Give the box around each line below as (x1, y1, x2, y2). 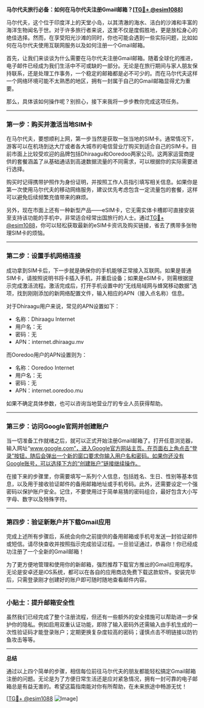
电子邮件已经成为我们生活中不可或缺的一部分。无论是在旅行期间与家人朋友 (6, 62, 192, 69)
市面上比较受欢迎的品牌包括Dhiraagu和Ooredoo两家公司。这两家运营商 (11, 150, 189, 157)
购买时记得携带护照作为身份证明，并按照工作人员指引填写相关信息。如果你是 (6, 179, 198, 186)
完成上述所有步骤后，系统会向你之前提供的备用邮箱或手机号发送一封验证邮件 (6, 533, 198, 540)
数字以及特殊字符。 (22, 495, 70, 503)
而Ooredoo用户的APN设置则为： (6, 351, 87, 358)
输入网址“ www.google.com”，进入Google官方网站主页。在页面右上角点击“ (6, 444, 192, 452)
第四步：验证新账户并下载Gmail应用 (6, 518, 111, 526)
